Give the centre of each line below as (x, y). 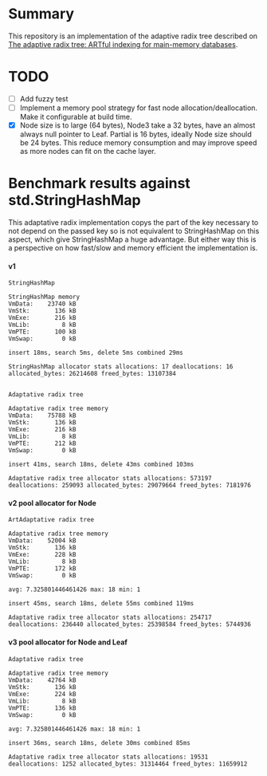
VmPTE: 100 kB (43, 332)
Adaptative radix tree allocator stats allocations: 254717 (110, 618)
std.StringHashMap (75, 201)
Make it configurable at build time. (76, 117)
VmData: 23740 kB (43, 304)
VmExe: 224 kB (43, 694)
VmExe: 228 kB (43, 555)
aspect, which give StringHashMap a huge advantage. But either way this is (132, 239)
